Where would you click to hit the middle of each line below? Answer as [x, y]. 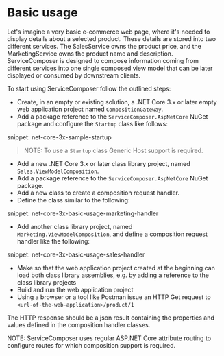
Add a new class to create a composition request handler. [98, 193]
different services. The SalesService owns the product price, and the [104, 46]
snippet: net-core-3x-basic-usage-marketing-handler [83, 213]
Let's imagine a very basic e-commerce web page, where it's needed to [109, 32]
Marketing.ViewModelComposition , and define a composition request [112, 234]
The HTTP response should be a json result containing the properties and [111, 318]
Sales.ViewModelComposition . [58, 171]
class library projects [47, 282]
